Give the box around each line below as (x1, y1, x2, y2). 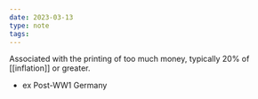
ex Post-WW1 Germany (21, 80, 108, 91)
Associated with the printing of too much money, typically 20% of (9, 54, 250, 65)
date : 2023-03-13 (9, 12, 74, 22)
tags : (9, 29, 29, 38)
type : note (9, 21, 50, 30)
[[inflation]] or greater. (9, 63, 91, 73)
